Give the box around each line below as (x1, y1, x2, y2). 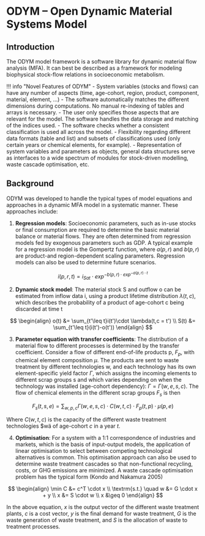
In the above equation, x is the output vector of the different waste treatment (6, 503, 199, 510)
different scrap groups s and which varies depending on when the (15, 376, 182, 383)
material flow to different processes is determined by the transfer (15, 342, 180, 349)
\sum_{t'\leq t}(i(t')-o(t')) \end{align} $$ (53, 324, 153, 331)
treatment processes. (6, 523, 61, 530)
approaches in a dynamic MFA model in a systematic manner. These (6, 201, 179, 209)
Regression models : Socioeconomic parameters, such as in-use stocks (15, 219, 196, 227)
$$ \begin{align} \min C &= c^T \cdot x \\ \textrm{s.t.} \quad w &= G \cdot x (8, 485, 198, 492)
